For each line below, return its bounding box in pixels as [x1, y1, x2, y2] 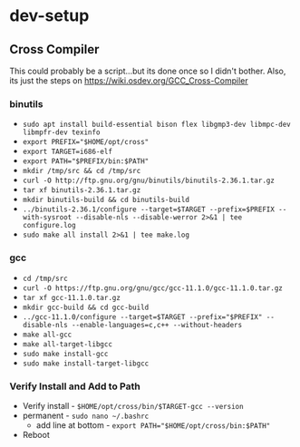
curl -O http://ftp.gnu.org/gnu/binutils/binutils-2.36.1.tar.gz [22, 176, 275, 186]
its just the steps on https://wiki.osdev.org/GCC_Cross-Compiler [9, 75, 249, 86]
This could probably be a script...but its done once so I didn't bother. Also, [9, 65, 286, 76]
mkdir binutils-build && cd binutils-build [22, 196, 190, 205]
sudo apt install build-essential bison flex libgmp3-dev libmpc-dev [22, 120, 292, 130]
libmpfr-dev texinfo [22, 128, 101, 137]
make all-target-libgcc [22, 339, 113, 349]
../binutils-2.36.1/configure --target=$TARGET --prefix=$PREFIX [22, 205, 275, 214]
